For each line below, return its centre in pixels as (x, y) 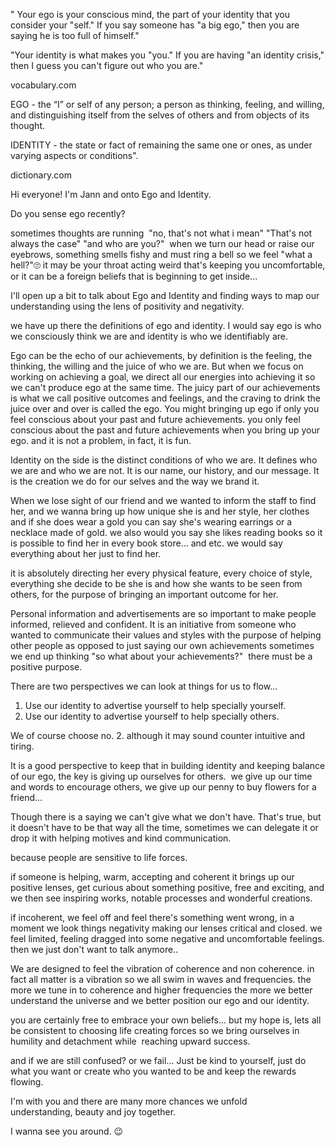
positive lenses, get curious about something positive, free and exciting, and (167, 887)
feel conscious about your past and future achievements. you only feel (155, 419)
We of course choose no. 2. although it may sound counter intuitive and (158, 735)
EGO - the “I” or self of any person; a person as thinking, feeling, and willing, (167, 104)
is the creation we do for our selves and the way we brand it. (135, 481)
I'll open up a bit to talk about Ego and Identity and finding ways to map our (165, 295)
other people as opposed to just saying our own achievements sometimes (162, 645)
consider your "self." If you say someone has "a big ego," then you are (155, 25)
